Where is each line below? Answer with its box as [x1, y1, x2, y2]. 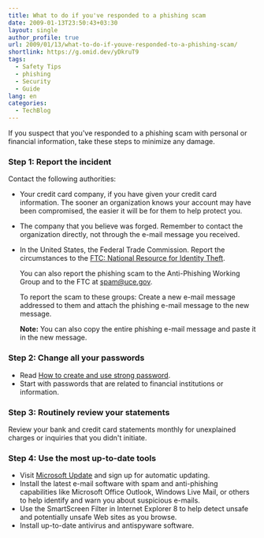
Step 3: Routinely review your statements [8, 406, 170, 417]
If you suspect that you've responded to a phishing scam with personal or [8, 128, 247, 138]
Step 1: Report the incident [8, 156, 112, 167]
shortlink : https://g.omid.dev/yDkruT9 [8, 48, 139, 56]
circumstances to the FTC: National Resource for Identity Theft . [19, 254, 226, 263]
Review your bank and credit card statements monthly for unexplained [8, 425, 236, 434]
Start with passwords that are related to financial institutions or [19, 379, 224, 388]
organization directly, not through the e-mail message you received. [19, 230, 240, 239]
